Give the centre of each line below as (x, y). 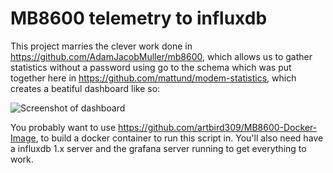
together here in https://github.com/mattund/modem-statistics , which (153, 78)
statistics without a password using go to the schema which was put (151, 67)
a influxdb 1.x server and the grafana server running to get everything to (158, 148)
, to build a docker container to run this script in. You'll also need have (179, 138)
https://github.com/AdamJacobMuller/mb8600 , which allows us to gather (161, 56)
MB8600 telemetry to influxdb (139, 18)
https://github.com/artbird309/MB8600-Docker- (218, 127)
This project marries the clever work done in (101, 46)
